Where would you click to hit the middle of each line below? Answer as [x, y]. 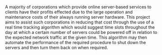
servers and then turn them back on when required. [57, 48]
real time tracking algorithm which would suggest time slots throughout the [80, 27]
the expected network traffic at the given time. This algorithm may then [76, 37]
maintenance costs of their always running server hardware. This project [78, 17]
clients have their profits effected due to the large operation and [69, 12]
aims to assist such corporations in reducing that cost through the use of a [80, 22]
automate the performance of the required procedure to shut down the [76, 42]
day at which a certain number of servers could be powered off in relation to [81, 32]
